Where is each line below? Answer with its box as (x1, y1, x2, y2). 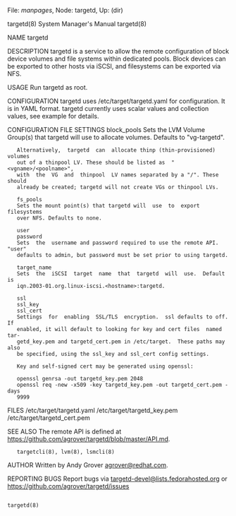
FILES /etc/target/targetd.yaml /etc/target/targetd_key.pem (7, 406, 178, 414)
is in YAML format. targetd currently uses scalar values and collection (7, 104, 209, 112)
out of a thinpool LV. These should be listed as (16, 159, 166, 166)
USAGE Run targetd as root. (7, 83, 88, 91)
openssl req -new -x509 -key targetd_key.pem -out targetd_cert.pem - (16, 381, 229, 388)
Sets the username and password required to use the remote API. (16, 239, 219, 246)
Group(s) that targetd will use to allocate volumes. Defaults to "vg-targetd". (7, 133, 225, 141)
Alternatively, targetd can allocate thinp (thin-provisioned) (16, 147, 216, 154)
